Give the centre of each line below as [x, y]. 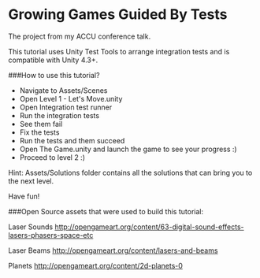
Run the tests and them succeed [72, 140]
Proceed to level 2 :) [52, 157]
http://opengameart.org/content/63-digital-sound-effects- [149, 227]
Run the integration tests [59, 115]
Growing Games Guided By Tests [118, 15]
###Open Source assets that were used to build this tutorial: [106, 211]
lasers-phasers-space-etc [51, 235]
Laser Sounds [31, 227]
